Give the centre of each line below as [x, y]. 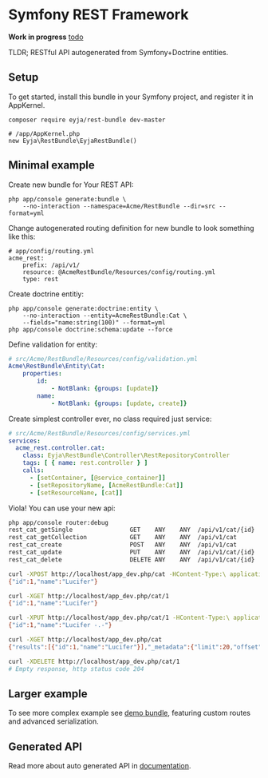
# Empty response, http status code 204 [77, 669]
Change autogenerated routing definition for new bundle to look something [131, 228]
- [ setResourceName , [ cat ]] [76, 493]
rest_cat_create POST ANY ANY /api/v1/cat [123, 545]
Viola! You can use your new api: [62, 508]
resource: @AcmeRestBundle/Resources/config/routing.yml [119, 272]
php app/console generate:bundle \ [67, 199]
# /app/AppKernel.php [44, 133]
